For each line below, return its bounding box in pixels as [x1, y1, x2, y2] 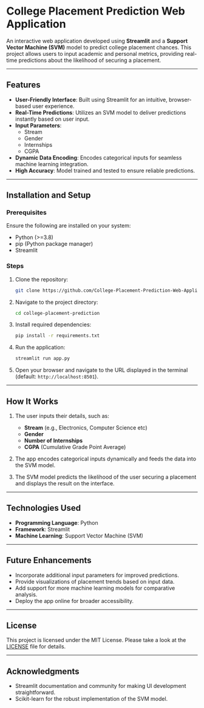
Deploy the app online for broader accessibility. [15, 597, 134, 604]
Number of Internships [24, 437, 83, 444]
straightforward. [15, 689, 56, 696]
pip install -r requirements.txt [15, 332, 100, 339]
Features [6, 80, 41, 90]
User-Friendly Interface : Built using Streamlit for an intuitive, [15, 96, 168, 103]
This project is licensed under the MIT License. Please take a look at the [6, 636, 186, 644]
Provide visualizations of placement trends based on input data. [15, 578, 175, 585]
